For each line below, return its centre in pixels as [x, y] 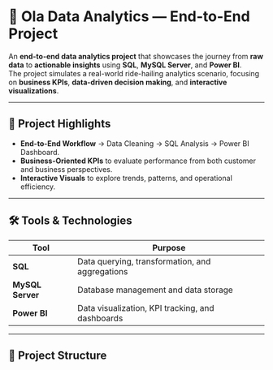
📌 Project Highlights [60, 124]
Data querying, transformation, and [144, 261]
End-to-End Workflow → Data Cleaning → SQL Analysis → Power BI [134, 143]
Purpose [169, 247]
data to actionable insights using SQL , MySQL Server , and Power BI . [125, 65]
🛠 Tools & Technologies [70, 221]
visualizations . [34, 90]
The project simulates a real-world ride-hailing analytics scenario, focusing [134, 73]
